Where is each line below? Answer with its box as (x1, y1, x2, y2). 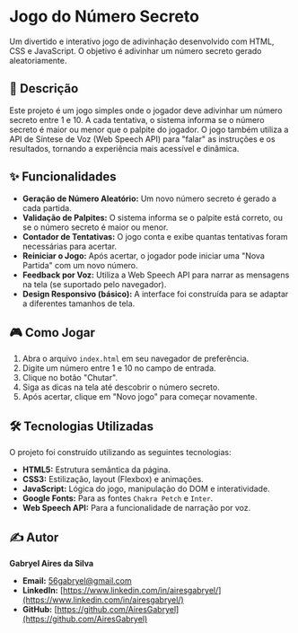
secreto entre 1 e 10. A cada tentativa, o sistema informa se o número (9, 114, 265, 125)
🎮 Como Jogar (9, 325, 96, 340)
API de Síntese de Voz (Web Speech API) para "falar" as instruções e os (9, 133, 276, 145)
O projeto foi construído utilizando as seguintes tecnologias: (9, 447, 232, 458)
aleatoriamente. (9, 55, 67, 66)
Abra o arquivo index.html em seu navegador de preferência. (22, 353, 250, 365)
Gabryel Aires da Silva (9, 558, 94, 568)
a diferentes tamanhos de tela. (22, 298, 136, 309)
